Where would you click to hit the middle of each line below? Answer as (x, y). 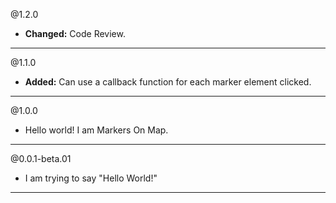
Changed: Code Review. (75, 33)
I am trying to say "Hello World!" (91, 178)
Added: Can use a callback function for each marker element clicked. (168, 82)
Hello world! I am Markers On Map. (96, 130)
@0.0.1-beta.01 (41, 158)
